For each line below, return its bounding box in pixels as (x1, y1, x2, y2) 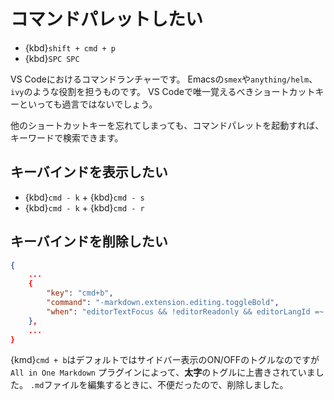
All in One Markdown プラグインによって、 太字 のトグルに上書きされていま (10, 366, 316, 379)
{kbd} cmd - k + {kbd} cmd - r (24, 201, 145, 214)
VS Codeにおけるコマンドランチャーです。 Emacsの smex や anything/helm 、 (10, 73, 318, 85)
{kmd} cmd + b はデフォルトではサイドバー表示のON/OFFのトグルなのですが (10, 354, 320, 366)
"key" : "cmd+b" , (46, 288, 114, 299)
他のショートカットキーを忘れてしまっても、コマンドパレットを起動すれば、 (10, 119, 325, 131)
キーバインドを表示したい (10, 164, 168, 181)
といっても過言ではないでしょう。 (18, 98, 158, 110)
